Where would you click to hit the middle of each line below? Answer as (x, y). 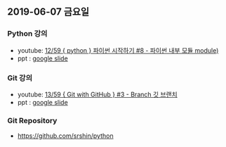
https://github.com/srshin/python (65, 136)
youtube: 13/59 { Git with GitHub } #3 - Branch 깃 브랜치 (97, 94)
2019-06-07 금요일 (48, 12)
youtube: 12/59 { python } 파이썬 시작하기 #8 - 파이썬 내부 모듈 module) (118, 50)
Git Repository (32, 120)
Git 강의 (20, 77)
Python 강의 (27, 34)
